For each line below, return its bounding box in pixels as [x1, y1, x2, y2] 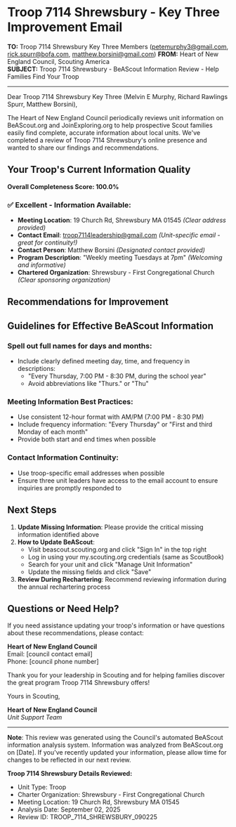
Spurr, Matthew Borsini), [7, 100, 78, 108]
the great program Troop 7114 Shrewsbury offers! [7, 679, 150, 687]
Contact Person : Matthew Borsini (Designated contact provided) [17, 246, 206, 254]
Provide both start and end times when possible [17, 435, 157, 443]
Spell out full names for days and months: [7, 341, 152, 351]
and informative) [17, 261, 67, 269]
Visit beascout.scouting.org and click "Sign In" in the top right [27, 545, 207, 554]
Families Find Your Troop [7, 72, 79, 81]
